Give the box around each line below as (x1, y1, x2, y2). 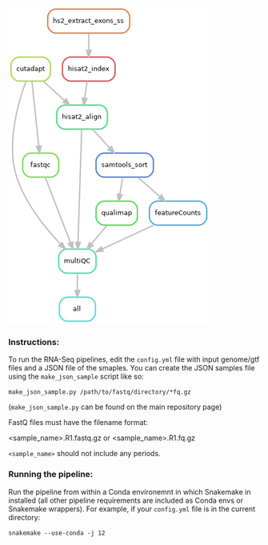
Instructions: (8, 336, 60, 347)
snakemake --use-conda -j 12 (8, 529, 106, 537)
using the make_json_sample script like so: (8, 371, 144, 382)
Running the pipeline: (8, 469, 94, 480)
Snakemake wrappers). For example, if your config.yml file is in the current (8, 503, 256, 514)
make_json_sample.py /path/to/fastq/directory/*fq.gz (8, 388, 192, 396)
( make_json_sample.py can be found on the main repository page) (8, 403, 222, 412)
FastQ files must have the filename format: (8, 418, 148, 427)
